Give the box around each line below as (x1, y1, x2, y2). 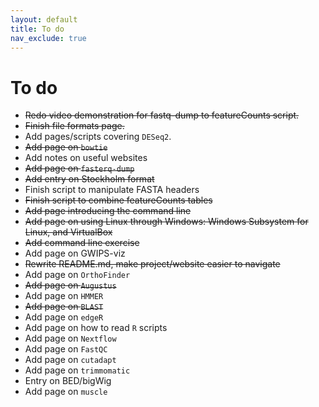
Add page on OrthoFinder (24, 269, 131, 281)
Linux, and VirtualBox (24, 226, 113, 238)
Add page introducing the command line (24, 205, 192, 217)
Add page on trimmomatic (24, 364, 131, 376)
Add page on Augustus (24, 279, 117, 291)
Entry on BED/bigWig (24, 375, 112, 387)
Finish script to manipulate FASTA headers (24, 184, 200, 196)
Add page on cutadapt (24, 354, 117, 366)
